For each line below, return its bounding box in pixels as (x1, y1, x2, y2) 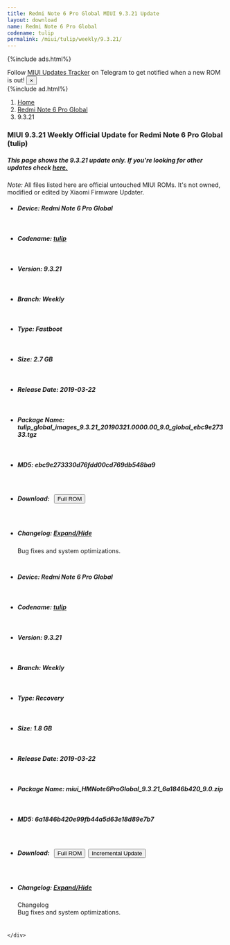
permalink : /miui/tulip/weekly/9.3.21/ (7, 36, 123, 43)
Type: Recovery (17, 694, 64, 703)
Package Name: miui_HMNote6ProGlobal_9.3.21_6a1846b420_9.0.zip (17, 785, 224, 793)
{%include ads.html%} (7, 55, 71, 63)
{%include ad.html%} (7, 84, 69, 93)
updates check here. (7, 163, 68, 172)
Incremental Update (91, 849, 143, 857)
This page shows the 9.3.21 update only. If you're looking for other (7, 156, 203, 164)
